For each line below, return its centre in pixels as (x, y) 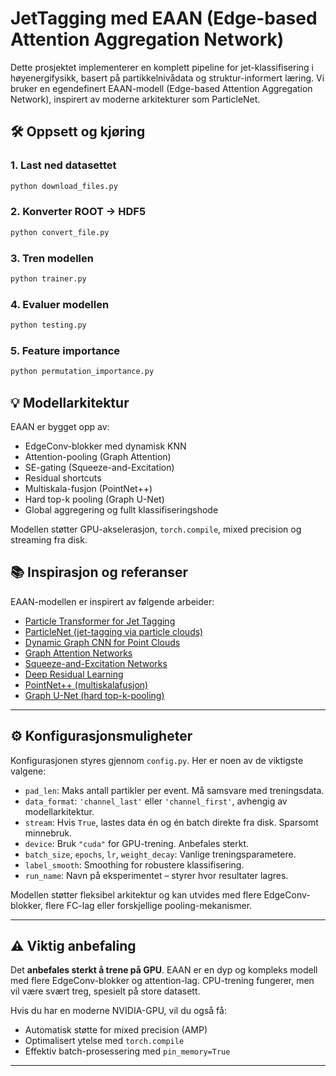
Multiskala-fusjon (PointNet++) (88, 488)
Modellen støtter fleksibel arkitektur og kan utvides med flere (136, 894)
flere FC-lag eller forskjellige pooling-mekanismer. (148, 905)
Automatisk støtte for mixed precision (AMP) (116, 1030)
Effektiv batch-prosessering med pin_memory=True (127, 1051)
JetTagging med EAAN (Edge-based (164, 18)
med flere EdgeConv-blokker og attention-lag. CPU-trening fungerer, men (162, 981)
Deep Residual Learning (74, 674)
